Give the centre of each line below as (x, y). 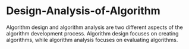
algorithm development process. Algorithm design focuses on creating (92, 33)
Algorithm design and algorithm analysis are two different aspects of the (94, 27)
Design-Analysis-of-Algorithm (83, 11)
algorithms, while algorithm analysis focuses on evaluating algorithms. (92, 40)
